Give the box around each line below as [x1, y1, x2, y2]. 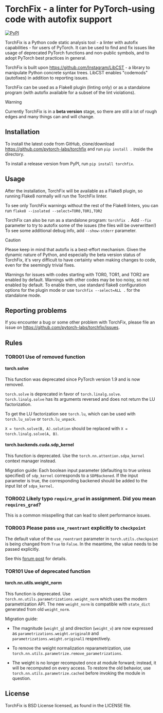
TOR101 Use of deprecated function [5, 568, 91, 575]
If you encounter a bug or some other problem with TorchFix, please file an [5, 319, 155, 325]
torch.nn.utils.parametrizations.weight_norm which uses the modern [5, 596, 147, 602]
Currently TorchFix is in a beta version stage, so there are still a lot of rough [5, 108, 157, 114]
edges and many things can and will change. [5, 113, 95, 119]
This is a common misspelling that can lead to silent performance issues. [5, 512, 151, 519]
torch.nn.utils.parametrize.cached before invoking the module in [12, 670, 145, 676]
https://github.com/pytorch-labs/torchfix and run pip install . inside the [5, 146, 153, 152]
